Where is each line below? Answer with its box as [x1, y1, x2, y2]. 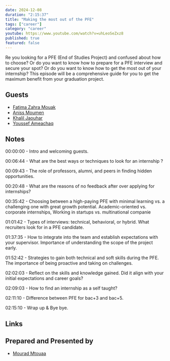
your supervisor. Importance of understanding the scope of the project [5, 239, 153, 246]
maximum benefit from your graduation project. [5, 76, 105, 82]
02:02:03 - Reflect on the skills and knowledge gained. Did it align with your [5, 270, 164, 276]
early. [5, 245, 17, 251]
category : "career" [5, 26, 47, 31]
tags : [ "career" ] [5, 21, 42, 27]
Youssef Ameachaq [12, 120, 54, 126]
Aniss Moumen [12, 110, 44, 116]
